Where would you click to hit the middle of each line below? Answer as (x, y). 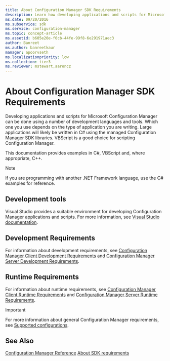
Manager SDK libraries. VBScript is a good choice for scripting (70, 138)
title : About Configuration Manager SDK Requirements (63, 10)
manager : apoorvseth (27, 52)
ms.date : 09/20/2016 (27, 19)
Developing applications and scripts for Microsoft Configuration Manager (81, 116)
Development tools (36, 199)
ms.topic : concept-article (34, 33)
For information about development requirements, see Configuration (76, 250)
